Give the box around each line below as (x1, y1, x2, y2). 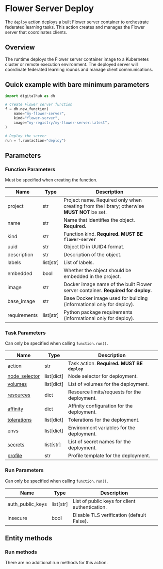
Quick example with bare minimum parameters (5, 81, 149, 89)
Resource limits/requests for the (68, 389, 141, 395)
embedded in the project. (64, 273, 121, 280)
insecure (7, 515, 28, 521)
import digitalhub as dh (5, 93, 55, 98)
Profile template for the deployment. (68, 452, 150, 459)
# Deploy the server (5, 133, 47, 138)
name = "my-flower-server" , (14, 111, 66, 116)
